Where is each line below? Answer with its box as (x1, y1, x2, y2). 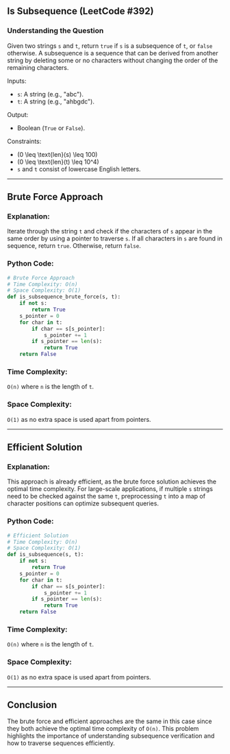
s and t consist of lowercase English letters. (16, 164, 142, 173)
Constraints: (7, 137, 42, 145)
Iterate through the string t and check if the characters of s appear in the (7, 227, 213, 236)
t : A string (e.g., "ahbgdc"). (16, 97, 94, 105)
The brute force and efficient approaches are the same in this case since (7, 717, 212, 725)
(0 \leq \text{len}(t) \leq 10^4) (16, 158, 99, 166)
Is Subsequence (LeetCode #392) (7, 5, 154, 17)
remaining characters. (7, 63, 69, 71)
